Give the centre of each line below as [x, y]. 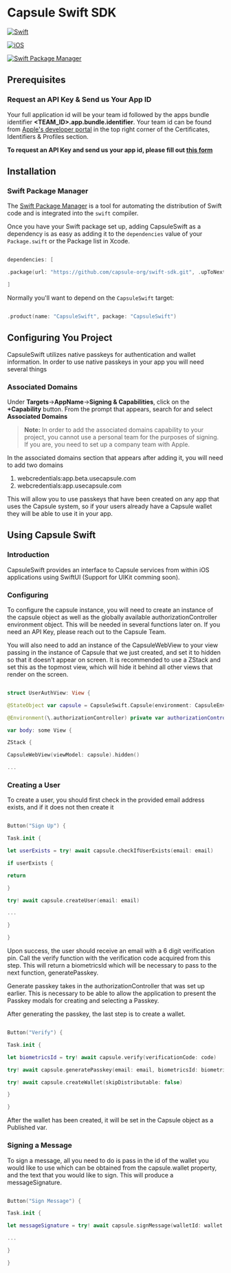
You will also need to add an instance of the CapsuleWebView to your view [113, 645]
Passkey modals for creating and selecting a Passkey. [83, 1001]
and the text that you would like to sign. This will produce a [90, 1175]
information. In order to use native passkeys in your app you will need [106, 362]
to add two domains [35, 465]
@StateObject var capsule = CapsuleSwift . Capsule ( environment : [100, 705]
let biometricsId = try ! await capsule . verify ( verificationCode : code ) [112, 1057]
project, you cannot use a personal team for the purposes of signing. [121, 437]
